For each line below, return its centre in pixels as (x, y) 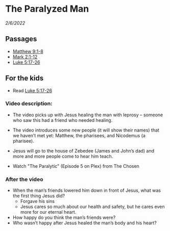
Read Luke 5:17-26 (32, 90)
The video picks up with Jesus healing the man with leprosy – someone (88, 115)
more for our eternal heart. (48, 212)
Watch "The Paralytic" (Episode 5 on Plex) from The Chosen (76, 166)
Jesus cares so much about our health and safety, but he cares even (92, 207)
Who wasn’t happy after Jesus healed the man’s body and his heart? (84, 223)
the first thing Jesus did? (39, 196)
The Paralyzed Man (47, 9)
